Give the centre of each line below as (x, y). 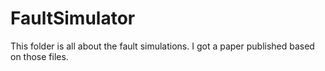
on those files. (39, 56)
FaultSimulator (73, 18)
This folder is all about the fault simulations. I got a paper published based (162, 46)
